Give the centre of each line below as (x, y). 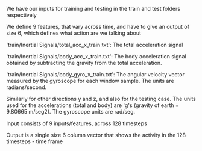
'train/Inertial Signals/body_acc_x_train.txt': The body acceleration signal (96, 56)
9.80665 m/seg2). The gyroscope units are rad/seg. (71, 112)
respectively (22, 15)
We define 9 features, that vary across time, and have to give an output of (98, 27)
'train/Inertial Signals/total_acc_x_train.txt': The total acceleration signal (95, 45)
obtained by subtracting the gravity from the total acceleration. (84, 63)
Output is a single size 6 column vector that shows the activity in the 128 (96, 135)
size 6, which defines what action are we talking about (74, 33)
